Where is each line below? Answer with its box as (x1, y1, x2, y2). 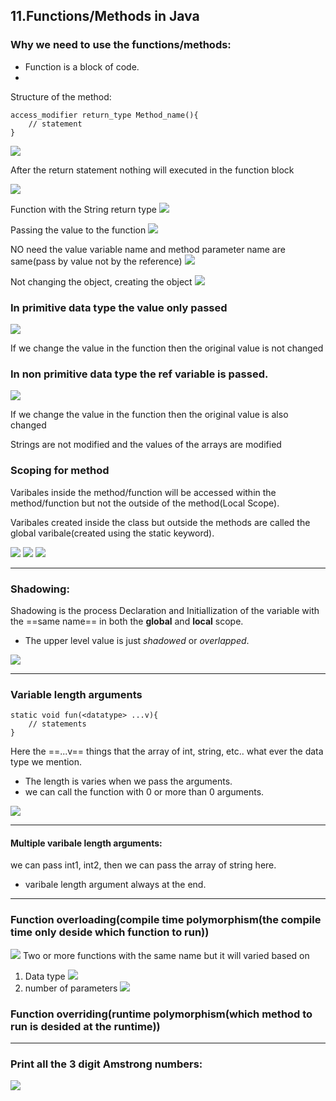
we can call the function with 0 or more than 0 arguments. (24, 786, 265, 798)
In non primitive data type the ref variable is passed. (10, 367, 269, 381)
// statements (28, 719, 87, 729)
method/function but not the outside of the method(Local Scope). (10, 497, 280, 509)
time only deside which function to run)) (10, 925, 210, 939)
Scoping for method (10, 464, 110, 478)
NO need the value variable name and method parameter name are (10, 243, 286, 255)
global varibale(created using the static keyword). (10, 527, 215, 539)
